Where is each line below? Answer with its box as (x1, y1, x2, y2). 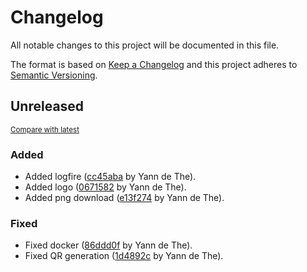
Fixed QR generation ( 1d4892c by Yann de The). (24, 250, 224, 262)
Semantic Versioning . (10, 69, 98, 81)
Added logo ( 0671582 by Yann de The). (24, 181, 187, 193)
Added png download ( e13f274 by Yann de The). (24, 192, 225, 204)
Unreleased (10, 98, 85, 115)
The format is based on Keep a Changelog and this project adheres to (10, 58, 298, 70)
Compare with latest (10, 124, 80, 135)
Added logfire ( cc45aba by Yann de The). (24, 171, 197, 183)
